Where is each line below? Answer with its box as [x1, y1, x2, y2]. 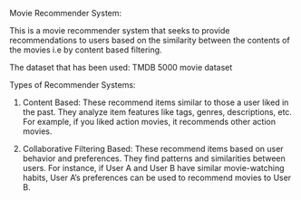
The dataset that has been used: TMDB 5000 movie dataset [9, 62, 233, 72]
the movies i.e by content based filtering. [9, 44, 162, 55]
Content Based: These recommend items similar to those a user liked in [22, 97, 289, 108]
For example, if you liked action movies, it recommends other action [22, 117, 277, 127]
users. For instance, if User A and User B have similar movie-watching [22, 163, 285, 173]
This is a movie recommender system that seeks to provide [9, 25, 230, 35]
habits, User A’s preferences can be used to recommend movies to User [22, 172, 292, 183]
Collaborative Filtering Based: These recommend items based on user [22, 144, 284, 154]
